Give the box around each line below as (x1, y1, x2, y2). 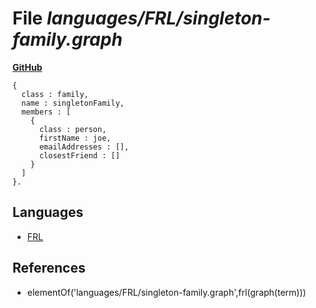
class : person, (38, 124, 107, 134)
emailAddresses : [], (38, 142, 130, 152)
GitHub (12, 61, 43, 73)
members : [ (21, 107, 72, 117)
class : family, (21, 89, 89, 99)
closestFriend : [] (38, 150, 120, 161)
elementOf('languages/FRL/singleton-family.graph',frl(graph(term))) (26, 286, 307, 298)
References (12, 260, 86, 277)
